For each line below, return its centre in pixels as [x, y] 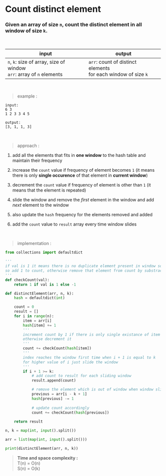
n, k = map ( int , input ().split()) [41, 431]
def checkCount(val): [27, 280]
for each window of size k [118, 74]
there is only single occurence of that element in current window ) [80, 175]
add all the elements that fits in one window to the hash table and [79, 155]
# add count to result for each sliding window [82, 376]
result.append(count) [54, 381]
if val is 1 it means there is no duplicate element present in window [80, 266]
